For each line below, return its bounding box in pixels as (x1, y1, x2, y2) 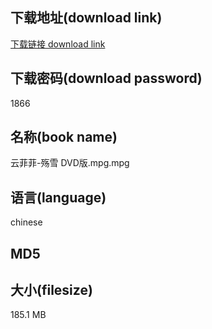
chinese (10, 216, 43, 228)
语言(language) (10, 189, 107, 206)
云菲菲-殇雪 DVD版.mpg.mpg (10, 157, 130, 169)
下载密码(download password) (10, 70, 203, 87)
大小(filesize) (10, 282, 93, 299)
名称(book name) (10, 129, 118, 146)
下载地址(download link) (10, 9, 163, 27)
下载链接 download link (10, 38, 106, 50)
